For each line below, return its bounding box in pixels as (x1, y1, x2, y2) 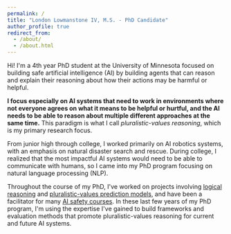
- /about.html (13, 42, 54, 49)
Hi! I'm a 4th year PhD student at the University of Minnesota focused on (7, 62, 214, 69)
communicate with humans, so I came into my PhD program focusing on (7, 162, 213, 170)
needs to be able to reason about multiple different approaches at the (7, 111, 211, 120)
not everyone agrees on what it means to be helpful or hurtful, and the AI (7, 105, 220, 112)
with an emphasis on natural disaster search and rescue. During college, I (7, 147, 216, 155)
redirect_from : (7, 29, 51, 37)
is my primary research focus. (7, 126, 93, 134)
